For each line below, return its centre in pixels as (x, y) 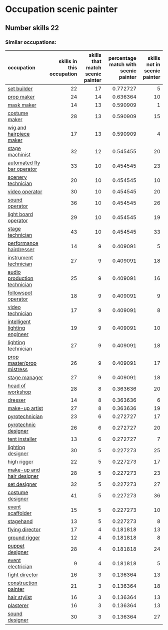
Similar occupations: (31, 42)
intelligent (19, 322)
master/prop (22, 363)
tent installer (22, 439)
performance (23, 243)
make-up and (24, 470)
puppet (16, 546)
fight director (23, 575)
